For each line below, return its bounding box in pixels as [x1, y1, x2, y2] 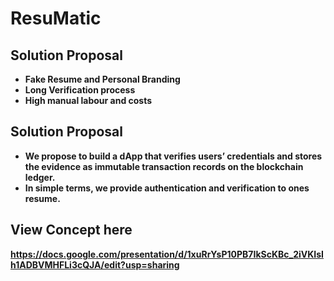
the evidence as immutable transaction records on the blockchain [24, 160, 304, 172]
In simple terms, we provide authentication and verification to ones [24, 182, 310, 194]
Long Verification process [24, 84, 136, 96]
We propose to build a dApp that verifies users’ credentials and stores [24, 150, 323, 162]
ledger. [24, 171, 56, 183]
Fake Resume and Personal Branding [24, 73, 181, 85]
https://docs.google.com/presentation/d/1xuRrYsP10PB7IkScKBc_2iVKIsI [10, 248, 325, 260]
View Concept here [10, 222, 133, 239]
